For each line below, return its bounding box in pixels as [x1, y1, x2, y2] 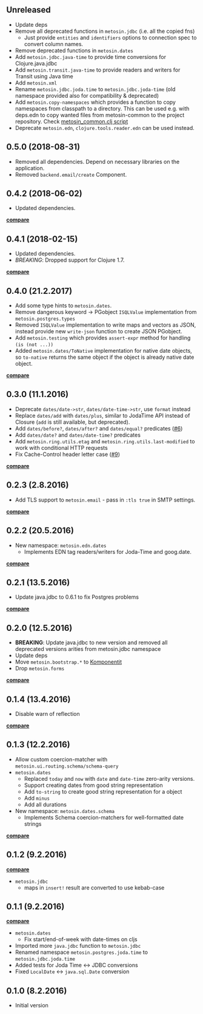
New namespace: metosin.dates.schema [15, 807, 115, 814]
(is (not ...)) [15, 342, 54, 348]
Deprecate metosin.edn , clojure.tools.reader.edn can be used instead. [15, 124, 195, 131]
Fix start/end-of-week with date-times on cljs [24, 936, 138, 943]
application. [15, 164, 45, 172]
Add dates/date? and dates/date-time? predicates [15, 431, 141, 438]
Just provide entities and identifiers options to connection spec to [24, 33, 197, 41]
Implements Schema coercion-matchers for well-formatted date [24, 814, 184, 821]
